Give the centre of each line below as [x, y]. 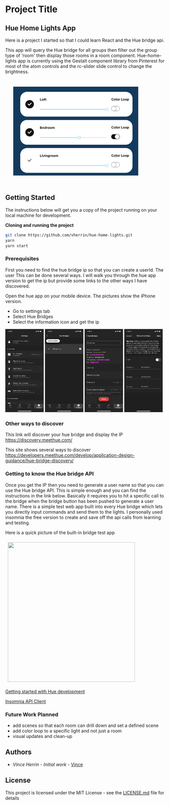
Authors [19, 752]
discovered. [18, 286]
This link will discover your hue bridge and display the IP [64, 434]
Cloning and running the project [40, 225]
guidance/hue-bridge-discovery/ [40, 461]
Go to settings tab [31, 311]
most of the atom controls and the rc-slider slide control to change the [79, 66]
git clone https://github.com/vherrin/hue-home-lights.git [69, 235]
